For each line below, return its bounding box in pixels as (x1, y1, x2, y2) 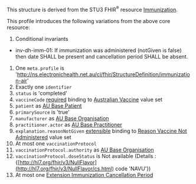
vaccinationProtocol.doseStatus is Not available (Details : (15, 152, 156, 159)
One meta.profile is (15, 64, 64, 72)
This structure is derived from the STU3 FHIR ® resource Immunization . (6, 5, 178, 13)
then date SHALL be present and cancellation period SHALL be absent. (15, 53, 188, 60)
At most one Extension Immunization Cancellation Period (15, 171, 153, 178)
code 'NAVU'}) (115, 165, 151, 172)
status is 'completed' (15, 89, 67, 96)
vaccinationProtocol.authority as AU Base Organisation (15, 146, 154, 153)
